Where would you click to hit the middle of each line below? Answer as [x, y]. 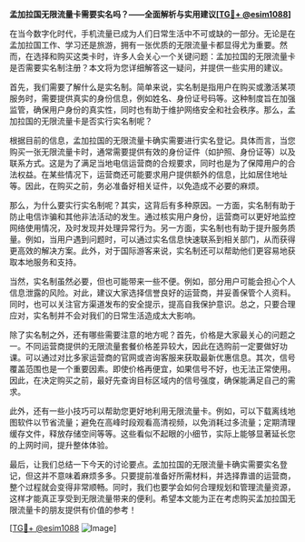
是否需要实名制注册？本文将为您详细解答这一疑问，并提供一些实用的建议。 [148, 68]
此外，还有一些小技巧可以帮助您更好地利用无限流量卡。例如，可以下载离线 [148, 411]
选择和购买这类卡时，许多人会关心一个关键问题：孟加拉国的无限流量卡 [164, 56]
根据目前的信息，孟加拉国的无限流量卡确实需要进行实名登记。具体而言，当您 [152, 141]
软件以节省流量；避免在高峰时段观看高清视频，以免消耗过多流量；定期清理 [156, 422]
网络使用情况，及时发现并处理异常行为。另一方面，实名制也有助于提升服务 [148, 228]
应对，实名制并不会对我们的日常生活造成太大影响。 [105, 316]
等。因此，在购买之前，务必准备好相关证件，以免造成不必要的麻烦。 [137, 186]
